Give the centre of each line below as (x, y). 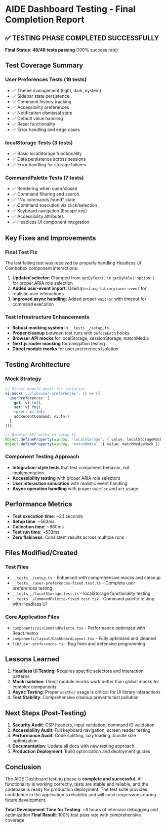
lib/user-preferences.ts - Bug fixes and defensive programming (79, 643)
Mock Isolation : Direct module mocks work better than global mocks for (86, 682)
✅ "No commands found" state (44, 200)
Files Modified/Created (41, 552)
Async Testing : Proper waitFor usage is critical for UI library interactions (86, 692)
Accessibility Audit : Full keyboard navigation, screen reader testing (81, 730)
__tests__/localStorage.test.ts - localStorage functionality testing (81, 593)
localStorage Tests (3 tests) (39, 142)
